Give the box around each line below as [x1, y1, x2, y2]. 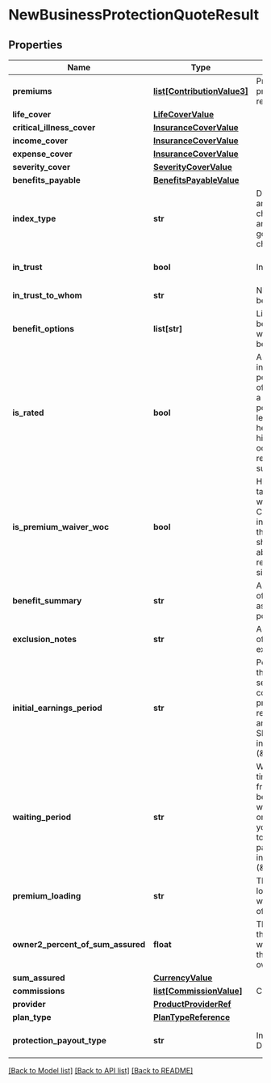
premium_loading [12, 891, 81, 901]
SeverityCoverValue [152, 162, 232, 172]
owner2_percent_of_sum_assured [12, 939, 146, 950]
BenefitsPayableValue [152, 175, 240, 185]
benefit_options [12, 324, 75, 334]
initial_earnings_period [12, 702, 102, 713]
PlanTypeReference [152, 1012, 231, 1022]
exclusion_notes [12, 633, 77, 645]
